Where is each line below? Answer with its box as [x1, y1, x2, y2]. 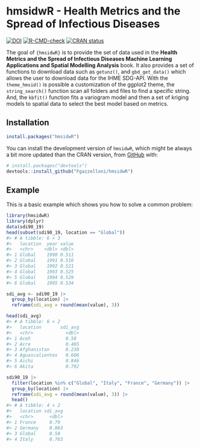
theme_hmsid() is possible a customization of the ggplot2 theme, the [6, 80, 175, 88]
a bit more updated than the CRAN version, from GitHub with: [6, 151, 158, 158]
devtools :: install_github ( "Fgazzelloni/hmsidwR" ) [6, 168, 134, 174]
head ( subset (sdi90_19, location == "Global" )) [6, 229, 125, 235]
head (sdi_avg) [6, 313, 42, 319]
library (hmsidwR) [6, 213, 50, 219]
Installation [6, 118, 49, 128]
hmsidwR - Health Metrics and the [6, 4, 181, 18]
